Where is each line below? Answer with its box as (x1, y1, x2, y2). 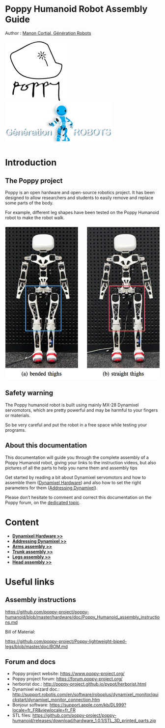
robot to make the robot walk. (5, 215, 65, 221)
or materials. (5, 412, 30, 418)
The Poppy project (5, 176, 63, 185)
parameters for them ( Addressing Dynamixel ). (5, 485, 98, 491)
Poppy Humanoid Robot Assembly (5, 3, 148, 15)
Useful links (5, 576, 55, 588)
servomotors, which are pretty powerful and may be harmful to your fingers (5, 407, 158, 413)
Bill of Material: (5, 629, 35, 635)
